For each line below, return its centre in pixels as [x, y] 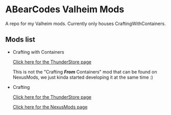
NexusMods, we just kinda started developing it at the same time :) [83, 77]
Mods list [20, 40]
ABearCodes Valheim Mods [65, 9]
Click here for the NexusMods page [50, 107]
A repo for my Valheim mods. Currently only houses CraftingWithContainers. [86, 24]
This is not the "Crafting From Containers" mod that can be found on [85, 72]
